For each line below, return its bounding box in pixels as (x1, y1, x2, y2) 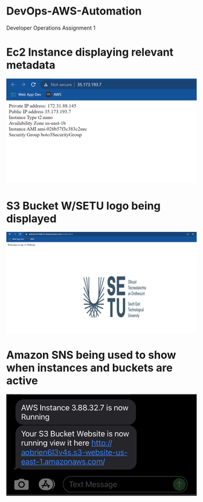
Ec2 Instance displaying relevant (6, 45, 174, 59)
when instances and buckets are (6, 361, 173, 375)
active (6, 374, 38, 388)
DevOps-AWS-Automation (6, 4, 142, 18)
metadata (6, 59, 56, 72)
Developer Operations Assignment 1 (6, 24, 95, 31)
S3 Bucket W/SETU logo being (6, 199, 161, 213)
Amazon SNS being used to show (6, 349, 176, 362)
